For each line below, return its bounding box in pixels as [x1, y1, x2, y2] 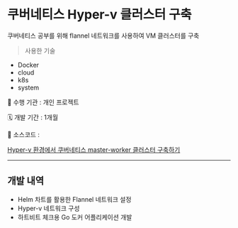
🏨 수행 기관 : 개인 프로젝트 [7, 97, 79, 107]
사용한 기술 [24, 46, 56, 55]
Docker [17, 60, 40, 69]
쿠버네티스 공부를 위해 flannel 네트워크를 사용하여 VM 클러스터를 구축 [7, 31, 200, 40]
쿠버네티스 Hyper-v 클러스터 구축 [7, 6, 192, 23]
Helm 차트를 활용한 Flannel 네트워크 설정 [17, 195, 132, 203]
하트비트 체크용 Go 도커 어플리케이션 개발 [17, 212, 132, 221]
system [17, 83, 40, 92]
